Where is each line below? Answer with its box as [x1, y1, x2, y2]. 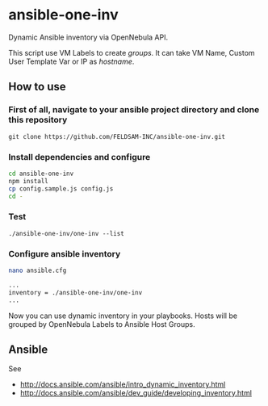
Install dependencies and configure [8, 151, 151, 162]
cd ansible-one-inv [8, 170, 74, 178]
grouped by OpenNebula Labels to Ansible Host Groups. [8, 319, 195, 329]
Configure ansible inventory [8, 248, 121, 259]
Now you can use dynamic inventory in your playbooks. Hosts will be [8, 311, 238, 320]
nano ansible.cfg [8, 266, 67, 275]
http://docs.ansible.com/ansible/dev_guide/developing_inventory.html [19, 388, 253, 398]
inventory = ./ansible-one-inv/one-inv [8, 288, 143, 296]
